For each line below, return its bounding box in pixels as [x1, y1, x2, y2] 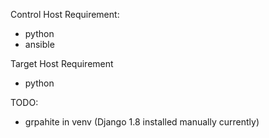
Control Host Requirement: [10, 9, 120, 20]
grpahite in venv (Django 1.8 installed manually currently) [24, 116, 260, 128]
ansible [24, 39, 55, 50]
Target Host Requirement [10, 58, 114, 69]
